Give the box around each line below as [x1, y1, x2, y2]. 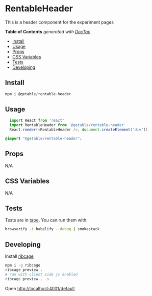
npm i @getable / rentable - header [5, 91, 71, 96]
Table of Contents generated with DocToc [5, 28, 91, 34]
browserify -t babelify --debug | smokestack [5, 227, 100, 232]
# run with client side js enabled [5, 272, 78, 277]
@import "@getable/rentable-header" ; [5, 136, 82, 141]
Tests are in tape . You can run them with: [5, 217, 88, 223]
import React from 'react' [9, 118, 65, 123]
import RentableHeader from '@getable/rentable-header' [9, 123, 126, 128]
